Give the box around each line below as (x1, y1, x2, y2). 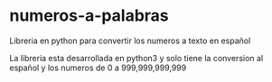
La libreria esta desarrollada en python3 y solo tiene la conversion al (9, 52, 264, 63)
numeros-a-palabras (9, 5, 169, 26)
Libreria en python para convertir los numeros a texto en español (9, 35, 251, 46)
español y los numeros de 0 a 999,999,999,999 (9, 62, 187, 73)
